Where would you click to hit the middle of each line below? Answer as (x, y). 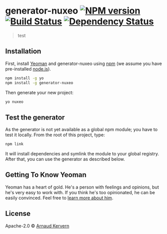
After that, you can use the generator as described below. (65, 159)
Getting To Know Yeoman (46, 175)
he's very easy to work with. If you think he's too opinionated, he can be (80, 192)
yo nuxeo (14, 102)
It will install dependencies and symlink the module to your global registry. (82, 154)
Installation (23, 51)
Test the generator (35, 117)
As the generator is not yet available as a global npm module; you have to (81, 130)
